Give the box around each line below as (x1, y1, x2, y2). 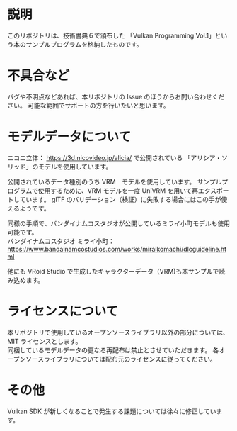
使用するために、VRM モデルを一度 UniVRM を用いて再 (37, 186, 199, 195)
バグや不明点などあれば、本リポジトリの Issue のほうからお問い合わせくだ (7, 92, 225, 101)
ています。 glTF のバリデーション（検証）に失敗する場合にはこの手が (19, 195, 221, 203)
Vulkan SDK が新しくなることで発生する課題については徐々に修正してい (7, 407, 216, 415)
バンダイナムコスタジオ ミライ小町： (7, 237, 115, 245)
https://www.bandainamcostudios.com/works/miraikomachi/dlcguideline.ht (7, 245, 227, 253)
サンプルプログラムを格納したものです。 (25, 40, 143, 48)
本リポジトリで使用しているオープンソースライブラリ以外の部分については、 (7, 328, 230, 337)
